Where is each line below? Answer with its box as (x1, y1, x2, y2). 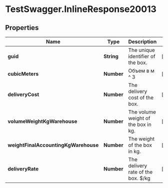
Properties (5, 23, 39, 32)
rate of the (128, 168, 153, 175)
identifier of (128, 53, 156, 59)
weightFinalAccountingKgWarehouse (7, 141, 99, 148)
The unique (128, 46, 155, 53)
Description (128, 38, 157, 45)
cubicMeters (7, 70, 39, 77)
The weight (128, 135, 155, 142)
